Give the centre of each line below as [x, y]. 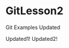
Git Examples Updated [33, 27]
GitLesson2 [34, 11]
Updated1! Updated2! [32, 39]
